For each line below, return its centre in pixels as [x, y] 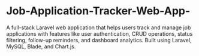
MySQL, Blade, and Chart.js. [41, 46]
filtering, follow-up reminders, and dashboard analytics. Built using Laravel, [99, 40]
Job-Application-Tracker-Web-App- [98, 11]
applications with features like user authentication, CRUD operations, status [99, 33]
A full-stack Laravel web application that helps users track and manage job [99, 27]
